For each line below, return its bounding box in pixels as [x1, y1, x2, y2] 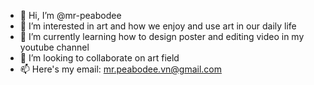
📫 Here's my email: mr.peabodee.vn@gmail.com [19, 63, 222, 75]
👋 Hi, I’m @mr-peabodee [19, 10, 122, 21]
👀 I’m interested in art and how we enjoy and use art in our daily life [19, 20, 297, 32]
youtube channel [19, 41, 90, 53]
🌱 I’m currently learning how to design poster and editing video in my [19, 31, 305, 42]
